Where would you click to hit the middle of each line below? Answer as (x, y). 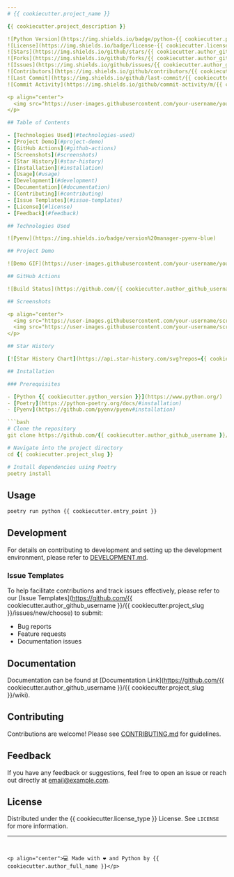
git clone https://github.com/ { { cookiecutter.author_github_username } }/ (118, 435)
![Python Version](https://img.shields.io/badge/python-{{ (95, 39)
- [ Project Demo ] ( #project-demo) (56, 142)
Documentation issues (49, 642)
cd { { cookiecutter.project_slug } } (60, 454)
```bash (18, 422)
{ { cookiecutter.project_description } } (67, 26)
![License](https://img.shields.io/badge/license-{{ (85, 45)
